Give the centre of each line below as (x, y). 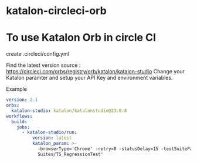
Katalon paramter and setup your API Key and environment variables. (89, 78)
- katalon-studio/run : (49, 133)
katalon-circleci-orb (56, 11)
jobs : (23, 127)
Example (17, 89)
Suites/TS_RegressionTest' (70, 154)
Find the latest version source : (43, 65)
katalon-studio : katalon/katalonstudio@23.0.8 (69, 111)
